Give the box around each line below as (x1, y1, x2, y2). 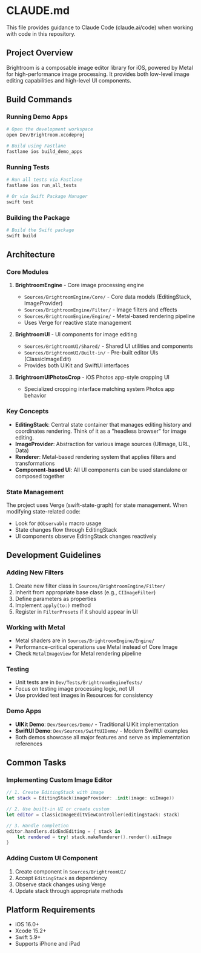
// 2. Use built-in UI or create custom (6, 806, 110, 812)
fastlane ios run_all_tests (6, 183, 77, 189)
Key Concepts (6, 407, 49, 416)
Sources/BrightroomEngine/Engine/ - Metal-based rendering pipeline (24, 313, 196, 320)
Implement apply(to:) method (15, 602, 91, 609)
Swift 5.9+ (15, 934, 41, 941)
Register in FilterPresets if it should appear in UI (15, 608, 138, 615)
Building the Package (6, 213, 70, 222)
